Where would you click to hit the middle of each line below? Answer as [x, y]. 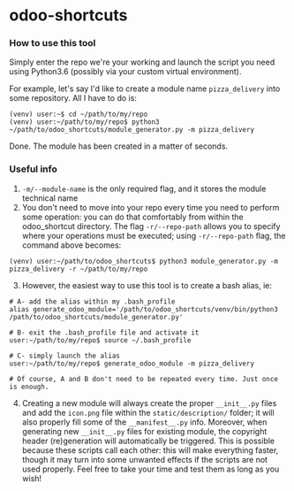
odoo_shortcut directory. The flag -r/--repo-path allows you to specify [151, 226]
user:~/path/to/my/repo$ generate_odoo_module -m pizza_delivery [132, 364]
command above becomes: [72, 245]
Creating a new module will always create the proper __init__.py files [149, 403]
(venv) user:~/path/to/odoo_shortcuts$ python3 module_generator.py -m [143, 261]
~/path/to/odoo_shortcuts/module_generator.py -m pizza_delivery [132, 130]
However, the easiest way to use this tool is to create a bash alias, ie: [147, 285]
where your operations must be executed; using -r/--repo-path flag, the [154, 235]
